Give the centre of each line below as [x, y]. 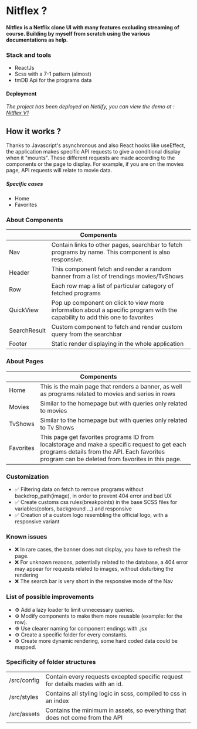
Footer [18, 344]
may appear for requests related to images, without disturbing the [94, 569]
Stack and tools [29, 55]
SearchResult [27, 331]
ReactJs [24, 68]
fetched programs [76, 293]
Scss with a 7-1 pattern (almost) [53, 74]
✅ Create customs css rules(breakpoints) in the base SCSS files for [96, 502]
